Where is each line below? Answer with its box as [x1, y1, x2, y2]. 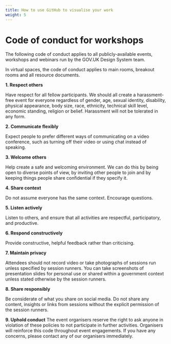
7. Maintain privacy [5, 250, 47, 256]
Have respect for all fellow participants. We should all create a [5, 92, 136, 98]
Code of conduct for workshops [5, 34, 144, 46]
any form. [5, 114, 26, 120]
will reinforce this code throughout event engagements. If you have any [5, 328, 156, 334]
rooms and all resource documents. [5, 72, 80, 78]
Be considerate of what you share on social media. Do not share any [5, 296, 149, 302]
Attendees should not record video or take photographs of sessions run [5, 260, 156, 266]
